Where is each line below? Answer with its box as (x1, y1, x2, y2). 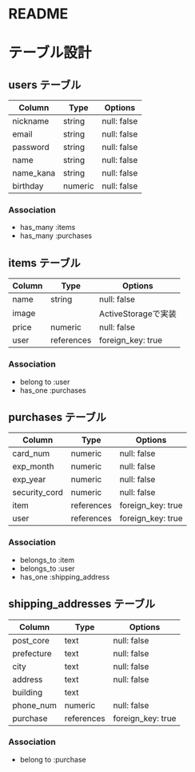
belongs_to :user (19, 564, 75, 573)
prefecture (12, 647, 52, 659)
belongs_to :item (19, 555, 75, 564)
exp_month (12, 461, 54, 472)
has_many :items (19, 223, 76, 232)
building (12, 687, 42, 698)
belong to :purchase (19, 754, 86, 764)
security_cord (12, 487, 64, 498)
